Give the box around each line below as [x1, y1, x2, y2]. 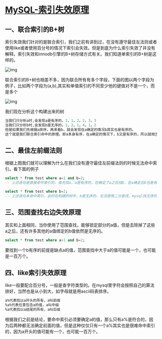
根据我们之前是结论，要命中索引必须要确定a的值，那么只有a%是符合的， [5, 316, 149, 322]
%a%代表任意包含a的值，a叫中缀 [5, 303, 59, 308]
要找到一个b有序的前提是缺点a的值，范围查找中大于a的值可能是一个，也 [5, 247, 148, 253]
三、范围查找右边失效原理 [5, 208, 81, 216]
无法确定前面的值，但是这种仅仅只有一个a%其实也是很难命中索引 [26, 323, 155, 328]
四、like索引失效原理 [5, 268, 67, 277]
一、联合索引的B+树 [5, 25, 65, 33]
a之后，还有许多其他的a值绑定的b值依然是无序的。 [5, 228, 106, 234]
